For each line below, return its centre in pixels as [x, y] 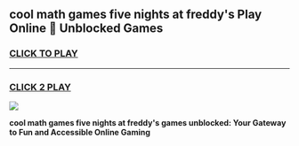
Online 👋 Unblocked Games [86, 29]
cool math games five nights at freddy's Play [136, 15]
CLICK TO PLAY [44, 54]
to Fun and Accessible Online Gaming [80, 132]
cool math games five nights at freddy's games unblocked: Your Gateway [148, 122]
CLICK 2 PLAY [40, 87]
